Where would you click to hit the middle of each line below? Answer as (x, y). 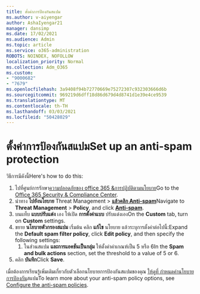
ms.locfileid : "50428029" (38, 117)
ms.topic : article (29, 45)
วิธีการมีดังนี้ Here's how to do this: (45, 176)
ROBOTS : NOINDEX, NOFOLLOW (40, 56)
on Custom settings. (40, 221)
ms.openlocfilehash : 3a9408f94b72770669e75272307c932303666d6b (87, 89)
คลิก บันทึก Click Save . (39, 259)
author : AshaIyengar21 (34, 23)
